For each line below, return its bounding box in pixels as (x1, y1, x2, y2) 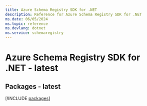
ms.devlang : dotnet (5, 26, 46, 31)
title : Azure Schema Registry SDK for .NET (5, 7, 97, 12)
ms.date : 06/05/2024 (5, 16, 48, 21)
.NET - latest (5, 63, 58, 74)
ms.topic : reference (5, 21, 48, 26)
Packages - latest (5, 82, 61, 91)
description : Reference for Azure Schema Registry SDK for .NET (5, 12, 142, 17)
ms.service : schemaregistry (5, 30, 64, 35)
